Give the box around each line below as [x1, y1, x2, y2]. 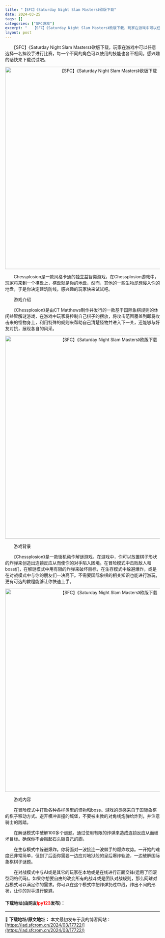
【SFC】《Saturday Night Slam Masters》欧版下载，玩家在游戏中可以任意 [13, 44, 156, 50]
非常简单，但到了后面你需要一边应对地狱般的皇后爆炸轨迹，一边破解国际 [13, 853, 160, 859]
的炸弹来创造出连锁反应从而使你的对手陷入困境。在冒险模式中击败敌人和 [5, 560, 151, 565]
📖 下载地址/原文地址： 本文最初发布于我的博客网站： [5, 916, 111, 923]
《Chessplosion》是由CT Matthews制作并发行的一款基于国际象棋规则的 [13, 307, 154, 313]
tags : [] [5, 16, 23, 21]
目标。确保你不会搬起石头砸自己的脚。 [9, 836, 87, 842]
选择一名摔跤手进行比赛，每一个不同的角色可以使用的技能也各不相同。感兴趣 [5, 50, 160, 56]
